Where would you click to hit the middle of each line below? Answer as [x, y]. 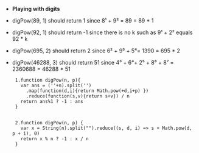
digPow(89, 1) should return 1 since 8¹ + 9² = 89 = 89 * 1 [83, 20]
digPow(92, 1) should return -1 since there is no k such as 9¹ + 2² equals [102, 32]
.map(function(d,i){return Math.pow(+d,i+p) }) [87, 91]
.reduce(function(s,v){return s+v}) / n [78, 96]
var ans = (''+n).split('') [56, 85]
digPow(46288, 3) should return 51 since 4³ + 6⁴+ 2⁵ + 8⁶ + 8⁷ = [93, 62]
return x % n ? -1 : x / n [55, 139]
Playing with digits [36, 9]
